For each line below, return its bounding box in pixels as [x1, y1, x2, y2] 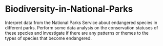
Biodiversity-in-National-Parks [5, 3, 133, 15]
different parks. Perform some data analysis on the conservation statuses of [5, 24, 159, 30]
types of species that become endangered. [5, 35, 92, 41]
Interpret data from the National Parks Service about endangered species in [5, 20, 158, 25]
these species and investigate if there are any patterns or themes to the [5, 30, 149, 36]
